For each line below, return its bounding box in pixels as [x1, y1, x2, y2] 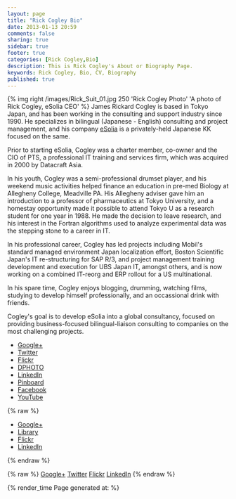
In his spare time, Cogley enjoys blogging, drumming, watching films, [7, 284, 207, 292]
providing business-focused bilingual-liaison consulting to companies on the [7, 320, 229, 328]
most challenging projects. [7, 328, 84, 336]
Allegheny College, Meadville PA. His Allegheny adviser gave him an [7, 189, 204, 197]
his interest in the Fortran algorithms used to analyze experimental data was [7, 219, 227, 228]
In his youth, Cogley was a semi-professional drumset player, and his [7, 174, 207, 183]
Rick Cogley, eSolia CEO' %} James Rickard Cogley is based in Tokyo [7, 103, 209, 111]
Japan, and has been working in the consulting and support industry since [7, 110, 223, 118]
